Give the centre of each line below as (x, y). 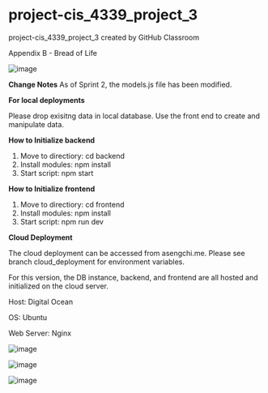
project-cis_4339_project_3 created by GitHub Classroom (104, 37)
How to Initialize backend (52, 140)
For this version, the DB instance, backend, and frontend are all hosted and (133, 277)
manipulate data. (36, 124)
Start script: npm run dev (62, 221)
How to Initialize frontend (52, 189)
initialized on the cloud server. (59, 286)
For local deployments (47, 100)
